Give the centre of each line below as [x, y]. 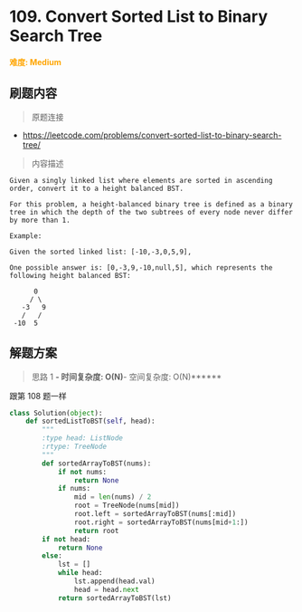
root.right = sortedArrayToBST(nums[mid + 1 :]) [161, 522]
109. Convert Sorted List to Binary [139, 17]
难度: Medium [35, 62]
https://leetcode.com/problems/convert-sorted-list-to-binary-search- [152, 135]
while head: [80, 573]
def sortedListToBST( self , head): [90, 421]
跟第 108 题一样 [38, 396]
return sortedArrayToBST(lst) [114, 598]
